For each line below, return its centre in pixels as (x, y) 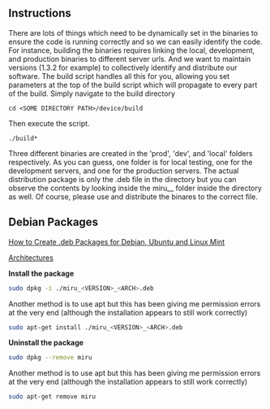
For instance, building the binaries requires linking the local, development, (132, 50)
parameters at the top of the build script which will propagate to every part (133, 85)
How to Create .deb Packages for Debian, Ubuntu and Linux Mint (117, 241)
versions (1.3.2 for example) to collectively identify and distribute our (123, 67)
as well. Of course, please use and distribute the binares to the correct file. (133, 196)
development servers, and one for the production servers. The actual (124, 171)
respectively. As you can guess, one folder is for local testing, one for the (131, 162)
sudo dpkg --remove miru (50, 358)
